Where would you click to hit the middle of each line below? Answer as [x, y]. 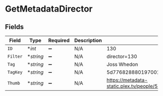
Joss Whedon [122, 64]
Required [59, 40]
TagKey [15, 72]
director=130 [122, 56]
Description [88, 40]
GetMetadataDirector [49, 9]
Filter [15, 56]
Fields [15, 27]
